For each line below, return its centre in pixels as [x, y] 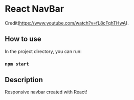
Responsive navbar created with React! [46, 92]
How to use [23, 39]
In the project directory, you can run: [43, 51]
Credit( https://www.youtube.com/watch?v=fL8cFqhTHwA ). [67, 23]
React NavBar [35, 9]
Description [24, 80]
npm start [17, 64]
